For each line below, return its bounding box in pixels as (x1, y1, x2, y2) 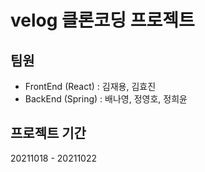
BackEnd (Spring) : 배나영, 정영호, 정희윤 (24, 93, 188, 105)
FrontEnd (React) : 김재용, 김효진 (24, 81, 157, 92)
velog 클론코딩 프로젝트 (10, 9, 195, 32)
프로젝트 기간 (10, 125, 87, 142)
